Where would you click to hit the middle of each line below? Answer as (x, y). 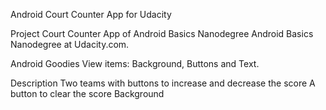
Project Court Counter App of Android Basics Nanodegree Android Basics (162, 33)
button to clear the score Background (87, 93)
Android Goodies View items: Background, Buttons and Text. (135, 63)
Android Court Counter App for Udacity (91, 14)
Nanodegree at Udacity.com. (70, 44)
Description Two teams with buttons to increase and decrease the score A (163, 83)
